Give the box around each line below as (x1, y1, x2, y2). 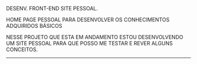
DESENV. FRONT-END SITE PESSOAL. (6, 5, 98, 12)
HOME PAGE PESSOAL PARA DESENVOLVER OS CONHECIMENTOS (6, 16, 170, 23)
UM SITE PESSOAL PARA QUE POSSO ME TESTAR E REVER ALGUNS (6, 40, 173, 47)
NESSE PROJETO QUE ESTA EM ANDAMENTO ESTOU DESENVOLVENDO (6, 34, 184, 40)
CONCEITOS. (6, 46, 38, 53)
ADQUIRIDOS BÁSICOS (6, 23, 63, 29)
